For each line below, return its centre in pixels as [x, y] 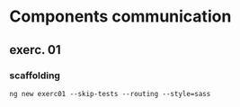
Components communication [120, 17]
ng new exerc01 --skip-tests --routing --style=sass [110, 94]
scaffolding [35, 76]
